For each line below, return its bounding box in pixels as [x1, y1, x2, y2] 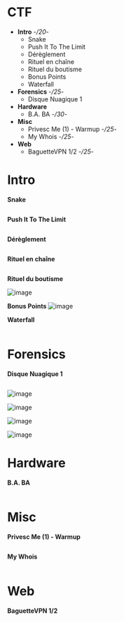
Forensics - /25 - [17, 87, 64, 96]
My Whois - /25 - [27, 132, 75, 141]
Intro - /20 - [17, 27, 49, 36]
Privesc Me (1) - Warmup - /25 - [27, 125, 117, 133]
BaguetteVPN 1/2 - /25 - [27, 147, 95, 156]
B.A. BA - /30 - [27, 110, 68, 118]
